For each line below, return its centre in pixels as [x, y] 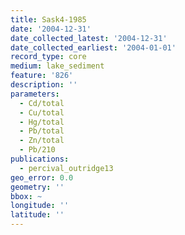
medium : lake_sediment [57, 66]
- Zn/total [42, 141]
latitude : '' [37, 215]
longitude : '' [40, 206]
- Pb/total [42, 131]
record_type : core [48, 57]
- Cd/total [42, 103]
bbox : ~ [26, 196]
